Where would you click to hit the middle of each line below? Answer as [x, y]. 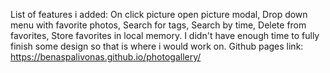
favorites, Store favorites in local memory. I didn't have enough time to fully [165, 35]
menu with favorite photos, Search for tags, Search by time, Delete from [158, 25]
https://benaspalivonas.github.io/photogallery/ [106, 57]
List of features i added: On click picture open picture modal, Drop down [159, 14]
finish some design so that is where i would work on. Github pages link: [157, 46]
